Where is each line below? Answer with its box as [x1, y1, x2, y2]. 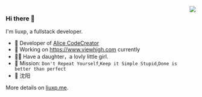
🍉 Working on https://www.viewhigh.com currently [14, 46, 140, 53]
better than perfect [14, 66, 66, 72]
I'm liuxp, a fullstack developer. [5, 28, 83, 35]
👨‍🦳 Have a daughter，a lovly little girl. [14, 53, 109, 60]
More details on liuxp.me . [5, 84, 69, 92]
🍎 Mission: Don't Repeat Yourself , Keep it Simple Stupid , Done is [14, 60, 177, 67]
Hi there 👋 [5, 14, 36, 23]
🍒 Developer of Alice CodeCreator [14, 40, 99, 47]
